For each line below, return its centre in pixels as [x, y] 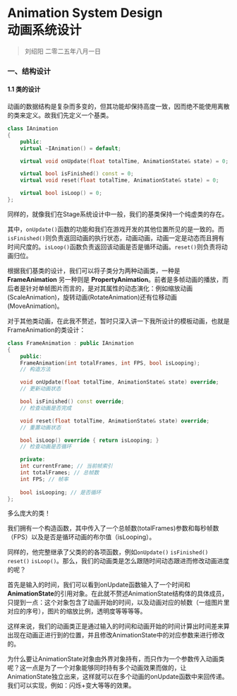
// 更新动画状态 [41, 389]
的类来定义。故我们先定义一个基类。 [60, 115]
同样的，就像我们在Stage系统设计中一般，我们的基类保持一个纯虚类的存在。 [118, 214]
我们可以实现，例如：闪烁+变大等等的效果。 [71, 685]
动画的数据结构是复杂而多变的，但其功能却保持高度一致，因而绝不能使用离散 [119, 107]
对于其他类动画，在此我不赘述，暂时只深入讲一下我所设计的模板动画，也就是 [119, 321]
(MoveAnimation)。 [35, 306]
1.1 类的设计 [24, 89]
